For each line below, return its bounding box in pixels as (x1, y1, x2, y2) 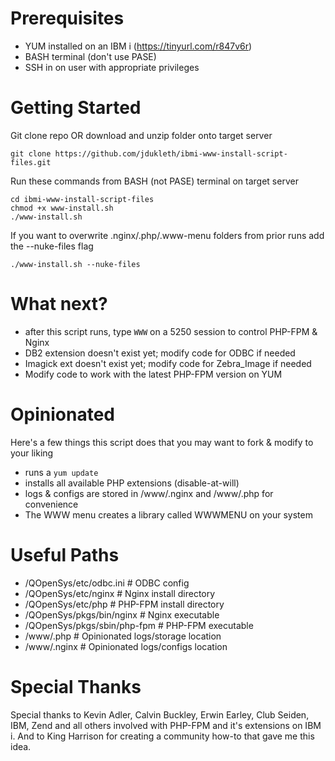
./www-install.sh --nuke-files (10, 259, 141, 269)
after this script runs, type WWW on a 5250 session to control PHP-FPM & (24, 325, 318, 337)
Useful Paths (10, 543, 120, 566)
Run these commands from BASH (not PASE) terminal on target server (10, 175, 299, 187)
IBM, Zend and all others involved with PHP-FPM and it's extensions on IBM (10, 719, 322, 731)
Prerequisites (10, 7, 125, 30)
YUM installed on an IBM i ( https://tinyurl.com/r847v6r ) (24, 40, 253, 52)
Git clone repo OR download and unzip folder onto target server (10, 129, 273, 141)
